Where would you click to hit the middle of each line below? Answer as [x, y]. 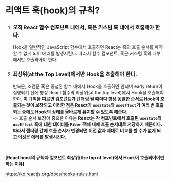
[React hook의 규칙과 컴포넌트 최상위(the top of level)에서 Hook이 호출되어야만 [85, 157]
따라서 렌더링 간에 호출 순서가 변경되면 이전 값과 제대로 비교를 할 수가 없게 [84, 130]
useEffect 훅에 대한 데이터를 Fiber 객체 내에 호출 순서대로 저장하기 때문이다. [88, 124]
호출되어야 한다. [42, 60]
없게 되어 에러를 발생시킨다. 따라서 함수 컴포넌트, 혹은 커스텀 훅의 [88, 53]
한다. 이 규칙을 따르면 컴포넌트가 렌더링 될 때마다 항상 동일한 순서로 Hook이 [86, 99]
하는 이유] [15, 164]
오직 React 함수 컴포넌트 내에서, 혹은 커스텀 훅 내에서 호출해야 [83, 27]
